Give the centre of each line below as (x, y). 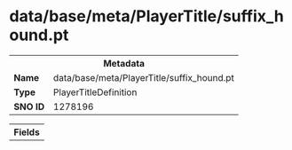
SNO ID (29, 107)
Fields (27, 132)
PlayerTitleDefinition (95, 92)
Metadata (124, 63)
